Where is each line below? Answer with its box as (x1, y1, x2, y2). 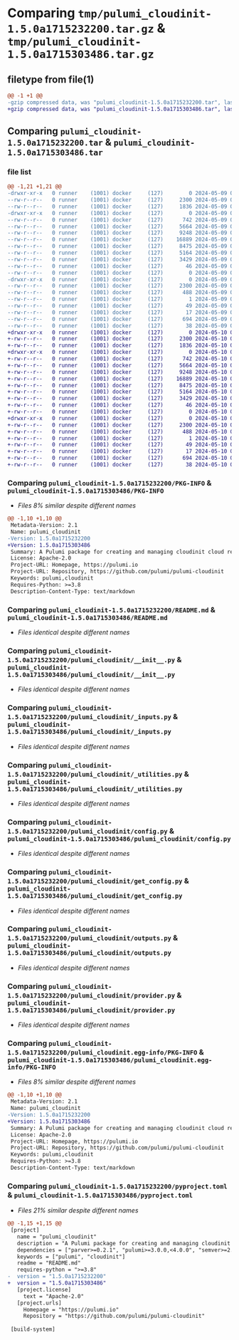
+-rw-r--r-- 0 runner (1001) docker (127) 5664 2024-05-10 (7, 362, 228, 369)
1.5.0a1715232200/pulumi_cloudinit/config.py (7, 827, 169, 835)
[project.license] (16, 1286, 72, 1293)
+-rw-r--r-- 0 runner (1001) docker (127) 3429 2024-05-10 (7, 395, 228, 402)
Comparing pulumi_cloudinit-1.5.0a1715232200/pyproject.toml (7, 1181, 228, 1190)
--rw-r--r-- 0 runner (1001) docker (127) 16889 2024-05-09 (7, 236, 228, 244)
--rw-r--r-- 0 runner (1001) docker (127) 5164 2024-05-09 (7, 249, 228, 257)
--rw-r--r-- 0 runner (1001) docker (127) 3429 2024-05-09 (7, 256, 228, 263)
